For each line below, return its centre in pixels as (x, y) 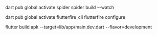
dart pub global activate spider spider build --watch (60, 7)
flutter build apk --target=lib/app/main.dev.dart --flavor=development (79, 27)
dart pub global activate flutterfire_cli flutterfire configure (65, 17)
